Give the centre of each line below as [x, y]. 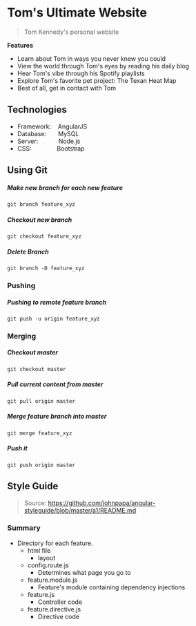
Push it [17, 448]
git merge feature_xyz [40, 433]
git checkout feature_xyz [44, 236]
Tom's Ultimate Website [77, 13]
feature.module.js [52, 580]
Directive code [58, 616]
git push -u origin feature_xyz [53, 319]
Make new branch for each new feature [65, 187]
